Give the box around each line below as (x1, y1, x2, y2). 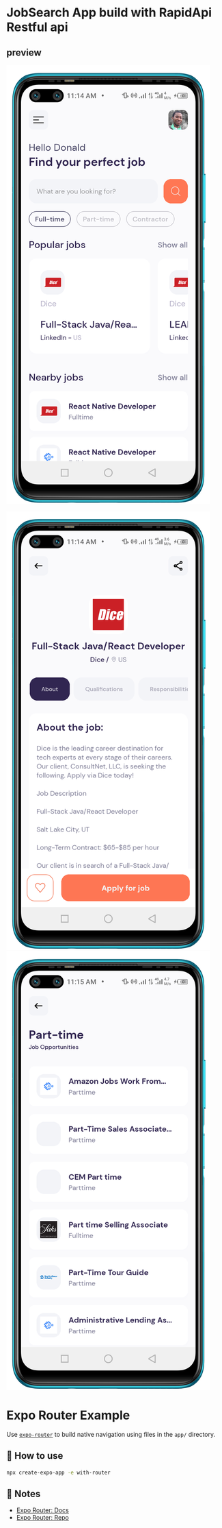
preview (6, 47, 42, 58)
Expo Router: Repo (16, 1514, 70, 1522)
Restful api (6, 19, 69, 35)
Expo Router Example (6, 1407, 130, 1423)
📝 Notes (6, 1488, 41, 1500)
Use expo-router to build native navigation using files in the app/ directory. (6, 1430, 216, 1438)
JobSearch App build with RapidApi (6, 5, 212, 21)
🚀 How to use (6, 1450, 64, 1462)
